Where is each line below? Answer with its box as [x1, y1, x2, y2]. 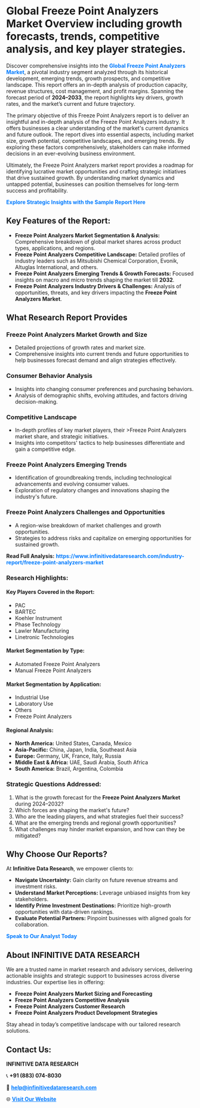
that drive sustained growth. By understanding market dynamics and [6, 174, 175, 181]
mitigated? [14, 832, 41, 839]
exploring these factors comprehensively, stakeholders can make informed [6, 144, 190, 151]
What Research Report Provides [6, 313, 128, 323]
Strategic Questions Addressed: [6, 780, 101, 789]
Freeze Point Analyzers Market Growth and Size [6, 331, 147, 339]
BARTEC [14, 608, 36, 615]
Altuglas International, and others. [14, 263, 99, 270]
